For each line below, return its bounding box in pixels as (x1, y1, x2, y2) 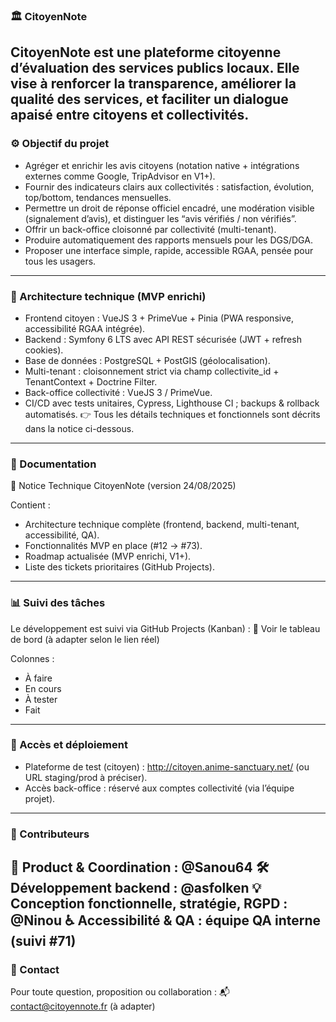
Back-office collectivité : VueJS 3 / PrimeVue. (24, 386, 213, 398)
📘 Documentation (10, 457, 97, 471)
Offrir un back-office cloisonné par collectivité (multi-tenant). (24, 223, 277, 235)
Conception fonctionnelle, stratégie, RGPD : (10, 895, 288, 913)
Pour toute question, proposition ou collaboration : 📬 (10, 986, 230, 998)
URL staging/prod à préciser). (24, 771, 148, 783)
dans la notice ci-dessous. (24, 422, 135, 434)
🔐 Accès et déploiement (10, 738, 128, 752)
